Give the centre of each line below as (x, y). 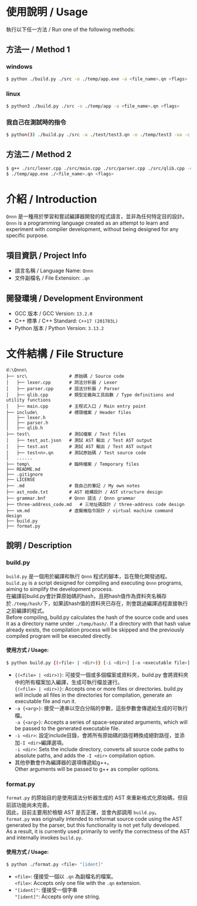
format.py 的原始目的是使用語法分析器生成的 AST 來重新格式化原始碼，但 (94, 798)
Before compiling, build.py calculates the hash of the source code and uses (97, 617)
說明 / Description (39, 546)
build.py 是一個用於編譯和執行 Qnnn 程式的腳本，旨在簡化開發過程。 (88, 576)
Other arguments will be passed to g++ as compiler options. (87, 769)
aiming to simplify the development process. (60, 589)
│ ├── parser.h (27, 423)
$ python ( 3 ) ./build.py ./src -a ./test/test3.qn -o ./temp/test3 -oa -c (98, 135)
